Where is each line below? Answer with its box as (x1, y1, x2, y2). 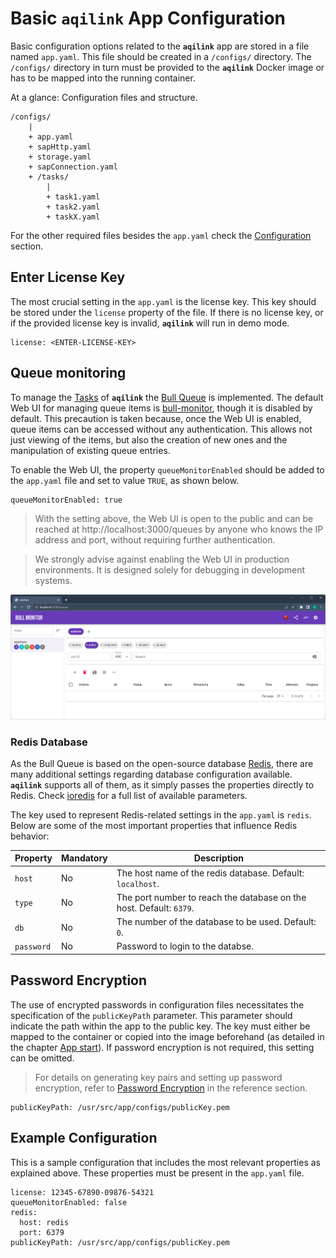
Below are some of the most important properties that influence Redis (10, 819, 298, 831)
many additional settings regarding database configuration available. (10, 768, 293, 780)
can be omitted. (10, 1052, 75, 1064)
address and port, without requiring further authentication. (34, 533, 276, 546)
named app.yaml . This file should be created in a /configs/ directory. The (10, 50, 312, 62)
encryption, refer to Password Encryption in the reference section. (34, 1082, 308, 1094)
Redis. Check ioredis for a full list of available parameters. (10, 789, 248, 801)
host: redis (19, 1217, 70, 1227)
